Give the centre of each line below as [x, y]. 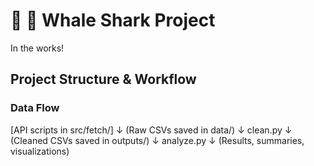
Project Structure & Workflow [103, 79]
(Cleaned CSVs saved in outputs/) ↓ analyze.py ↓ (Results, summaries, [157, 140]
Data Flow [35, 108]
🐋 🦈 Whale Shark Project [113, 20]
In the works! [37, 48]
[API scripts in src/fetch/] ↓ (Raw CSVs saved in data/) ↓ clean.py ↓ [151, 130]
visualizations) [40, 151]
